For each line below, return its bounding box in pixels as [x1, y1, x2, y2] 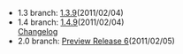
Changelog [17, 27, 58, 36]
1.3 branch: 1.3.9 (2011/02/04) [17, 8, 124, 18]
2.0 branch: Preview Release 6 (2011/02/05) [17, 35, 175, 46]
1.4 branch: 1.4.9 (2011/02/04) [17, 17, 125, 27]
